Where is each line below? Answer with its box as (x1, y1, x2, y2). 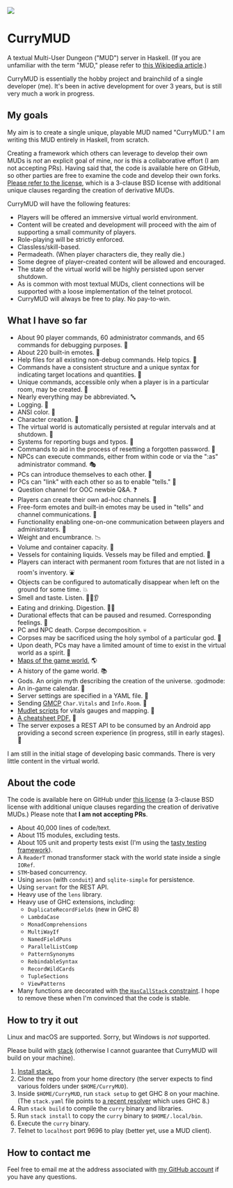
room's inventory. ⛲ (17, 568, 75, 577)
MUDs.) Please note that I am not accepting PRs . (7, 810, 148, 818)
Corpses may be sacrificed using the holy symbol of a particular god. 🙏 (17, 633, 222, 641)
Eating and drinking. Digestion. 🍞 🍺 (17, 603, 115, 611)
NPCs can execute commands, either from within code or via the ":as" (17, 452, 219, 460)
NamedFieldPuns (27, 936, 72, 943)
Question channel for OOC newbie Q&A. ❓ (17, 485, 138, 494)
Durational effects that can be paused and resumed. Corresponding (17, 611, 211, 619)
